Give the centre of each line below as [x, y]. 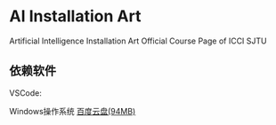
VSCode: [26, 93]
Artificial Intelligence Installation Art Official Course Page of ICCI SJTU [138, 41]
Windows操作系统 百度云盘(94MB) [73, 111]
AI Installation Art [75, 16]
